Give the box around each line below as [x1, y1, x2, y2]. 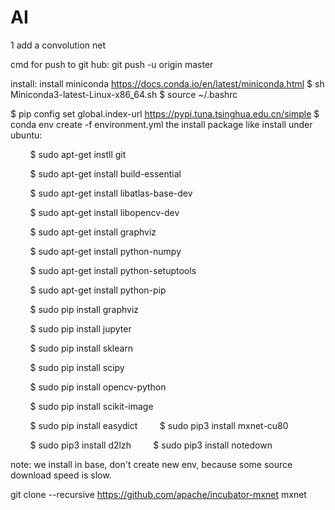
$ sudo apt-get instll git [29, 148, 127, 160]
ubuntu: [10, 129, 43, 141]
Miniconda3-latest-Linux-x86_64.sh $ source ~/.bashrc [10, 88, 238, 100]
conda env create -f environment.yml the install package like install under [10, 118, 313, 130]
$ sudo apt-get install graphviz [29, 226, 157, 238]
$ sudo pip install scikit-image [29, 400, 154, 412]
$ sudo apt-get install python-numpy [29, 245, 182, 257]
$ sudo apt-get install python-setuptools [29, 264, 197, 276]
